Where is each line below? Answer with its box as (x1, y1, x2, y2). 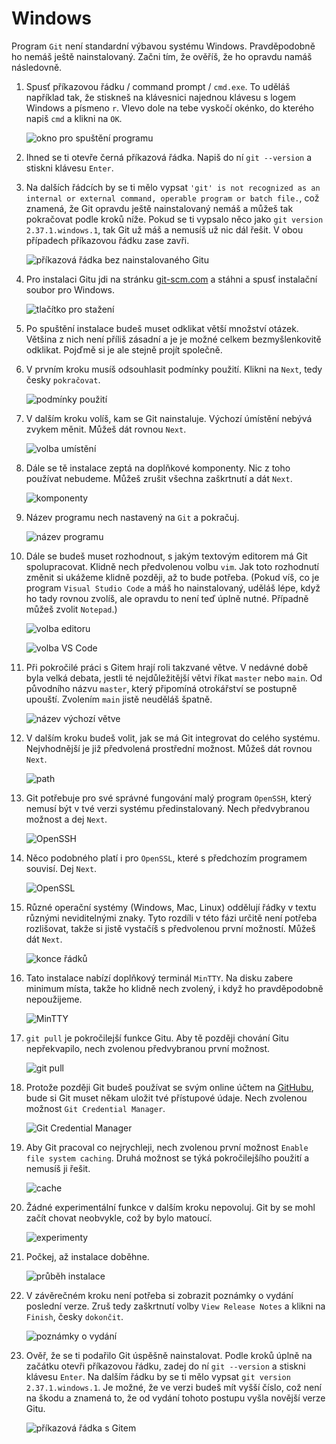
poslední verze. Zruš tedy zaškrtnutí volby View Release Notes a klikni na (25, 1300, 326, 1312)
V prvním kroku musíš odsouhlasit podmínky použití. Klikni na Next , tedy (25, 363, 323, 375)
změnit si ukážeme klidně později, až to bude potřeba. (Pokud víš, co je (25, 571, 320, 583)
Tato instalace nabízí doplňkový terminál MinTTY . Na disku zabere (25, 972, 294, 984)
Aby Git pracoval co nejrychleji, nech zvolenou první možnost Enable (25, 1141, 309, 1153)
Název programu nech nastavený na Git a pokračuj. (25, 511, 240, 523)
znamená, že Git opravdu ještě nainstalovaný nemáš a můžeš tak (25, 202, 294, 214)
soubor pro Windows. (25, 283, 116, 296)
